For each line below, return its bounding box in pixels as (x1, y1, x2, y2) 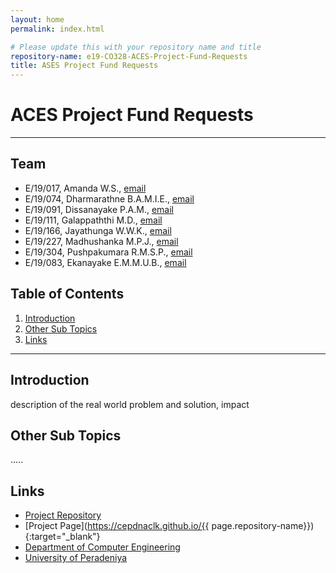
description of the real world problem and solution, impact (10, 398, 250, 410)
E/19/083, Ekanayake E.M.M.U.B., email (24, 256, 187, 268)
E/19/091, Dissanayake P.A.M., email (24, 203, 174, 215)
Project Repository (24, 509, 102, 521)
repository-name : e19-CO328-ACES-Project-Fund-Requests (10, 51, 248, 61)
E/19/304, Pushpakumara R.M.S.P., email (24, 246, 193, 258)
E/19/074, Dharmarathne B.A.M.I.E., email (24, 192, 195, 205)
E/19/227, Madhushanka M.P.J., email (24, 235, 179, 247)
